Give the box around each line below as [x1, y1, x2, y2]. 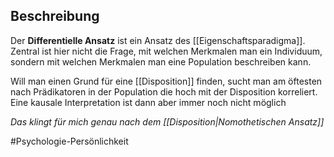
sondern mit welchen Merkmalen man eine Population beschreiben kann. [10, 55, 312, 68]
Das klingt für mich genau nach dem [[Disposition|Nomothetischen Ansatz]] [10, 115, 325, 128]
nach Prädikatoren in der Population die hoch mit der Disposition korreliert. [10, 85, 318, 98]
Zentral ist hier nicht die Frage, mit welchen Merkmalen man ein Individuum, [10, 45, 323, 57]
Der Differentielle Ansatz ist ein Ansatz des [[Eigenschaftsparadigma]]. [10, 34, 306, 46]
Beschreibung [10, 8, 100, 25]
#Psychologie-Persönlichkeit [10, 135, 129, 147]
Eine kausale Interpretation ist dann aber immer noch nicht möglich [10, 96, 287, 108]
